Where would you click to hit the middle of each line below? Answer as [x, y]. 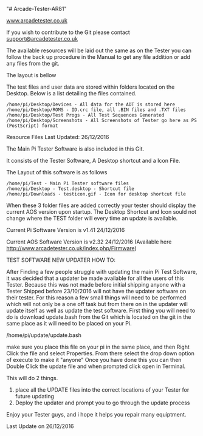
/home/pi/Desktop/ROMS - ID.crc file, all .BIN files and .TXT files [96, 110]
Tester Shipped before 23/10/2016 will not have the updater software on [96, 291]
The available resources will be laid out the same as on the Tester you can [99, 50]
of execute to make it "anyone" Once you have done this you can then [94, 360]
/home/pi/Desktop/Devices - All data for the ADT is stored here [91, 104]
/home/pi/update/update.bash [44, 335]
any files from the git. [33, 63]
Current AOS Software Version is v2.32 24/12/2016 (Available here [89, 242]
